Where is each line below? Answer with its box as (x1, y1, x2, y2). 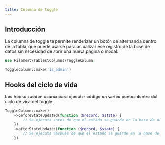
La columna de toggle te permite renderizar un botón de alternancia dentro (5, 38, 157, 44)
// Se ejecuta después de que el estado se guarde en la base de (23, 131, 160, 136)
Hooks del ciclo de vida (5, 80, 78, 89)
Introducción (5, 25, 46, 34)
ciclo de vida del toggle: (5, 99, 54, 104)
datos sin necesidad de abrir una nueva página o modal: (5, 48, 119, 54)
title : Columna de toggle (5, 7, 58, 12)
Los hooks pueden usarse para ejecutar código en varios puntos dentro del (5, 94, 158, 99)
